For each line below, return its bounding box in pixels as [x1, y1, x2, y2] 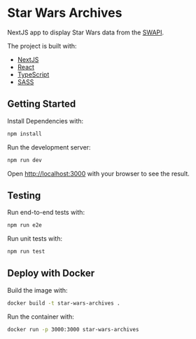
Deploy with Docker [7, 267, 95, 279]
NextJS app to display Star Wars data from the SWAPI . [7, 28, 164, 36]
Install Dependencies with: [7, 117, 84, 125]
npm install [7, 130, 42, 138]
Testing [7, 190, 41, 201]
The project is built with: [7, 41, 77, 50]
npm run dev [7, 157, 42, 164]
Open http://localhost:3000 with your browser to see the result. [7, 169, 190, 178]
